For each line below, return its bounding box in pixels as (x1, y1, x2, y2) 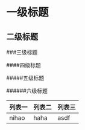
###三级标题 (6, 49, 38, 56)
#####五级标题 (6, 74, 45, 82)
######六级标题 (6, 87, 48, 94)
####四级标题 (6, 62, 41, 68)
